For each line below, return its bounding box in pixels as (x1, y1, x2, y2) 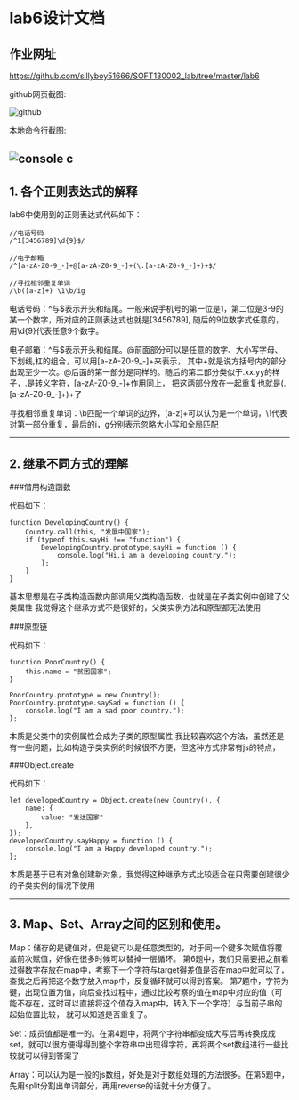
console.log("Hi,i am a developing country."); (56, 551, 238, 560)
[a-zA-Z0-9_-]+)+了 (9, 389, 83, 400)
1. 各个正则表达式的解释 (9, 183, 138, 199)
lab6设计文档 (9, 8, 105, 29)
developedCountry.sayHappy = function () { (9, 836, 174, 846)
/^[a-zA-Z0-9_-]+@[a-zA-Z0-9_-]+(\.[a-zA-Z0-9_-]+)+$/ (9, 262, 217, 271)
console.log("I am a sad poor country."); (25, 706, 185, 715)
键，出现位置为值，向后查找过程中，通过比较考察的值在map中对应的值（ (9, 986, 275, 998)
